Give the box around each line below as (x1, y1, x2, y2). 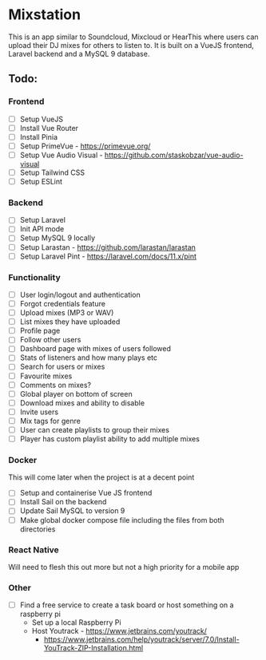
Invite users (19, 407, 58, 417)
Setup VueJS (19, 114, 64, 124)
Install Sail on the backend (19, 497, 107, 507)
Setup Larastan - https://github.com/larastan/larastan (19, 242, 196, 252)
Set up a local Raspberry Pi (31, 618, 121, 627)
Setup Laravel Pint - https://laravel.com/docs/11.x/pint (19, 251, 197, 261)
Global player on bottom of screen (19, 389, 133, 398)
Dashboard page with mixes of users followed (19, 344, 172, 354)
